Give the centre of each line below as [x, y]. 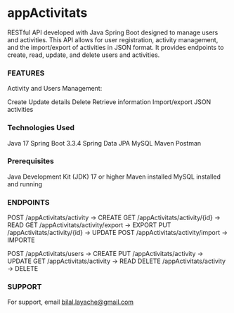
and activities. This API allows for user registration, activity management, [113, 39]
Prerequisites [31, 161]
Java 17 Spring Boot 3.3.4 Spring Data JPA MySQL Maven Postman [104, 143]
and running [25, 184]
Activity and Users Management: [55, 89]
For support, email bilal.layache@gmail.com [71, 302]
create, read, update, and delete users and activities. [84, 55]
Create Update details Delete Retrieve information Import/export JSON [109, 102]
